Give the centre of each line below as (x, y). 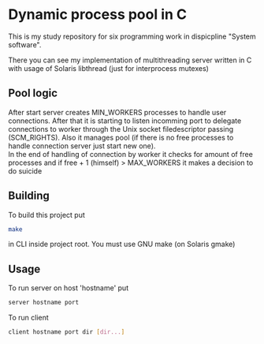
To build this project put (46, 215)
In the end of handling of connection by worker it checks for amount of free (131, 154)
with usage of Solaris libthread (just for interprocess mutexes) (108, 68)
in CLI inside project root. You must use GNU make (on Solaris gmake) (122, 244)
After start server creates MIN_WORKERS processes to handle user (117, 112)
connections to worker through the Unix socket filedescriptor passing (121, 129)
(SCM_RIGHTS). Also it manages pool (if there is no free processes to (121, 137)
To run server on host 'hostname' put (68, 288)
